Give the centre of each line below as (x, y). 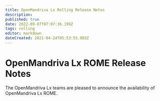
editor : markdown (23, 33)
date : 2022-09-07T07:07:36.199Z (39, 24)
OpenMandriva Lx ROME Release (76, 63)
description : (19, 15)
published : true (22, 19)
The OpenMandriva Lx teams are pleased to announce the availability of (80, 88)
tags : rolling (20, 29)
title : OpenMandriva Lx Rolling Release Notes (55, 10)
